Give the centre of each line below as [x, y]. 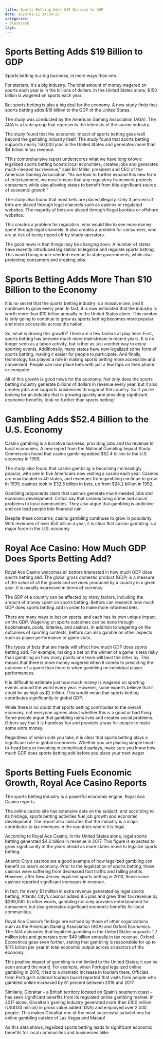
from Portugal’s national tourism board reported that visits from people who [81, 977]
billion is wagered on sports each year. [44, 95]
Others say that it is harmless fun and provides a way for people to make [78, 723]
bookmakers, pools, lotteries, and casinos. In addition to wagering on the [78, 627]
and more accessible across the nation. [45, 324]
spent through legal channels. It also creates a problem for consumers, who [81, 230]
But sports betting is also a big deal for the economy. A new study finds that [81, 105]
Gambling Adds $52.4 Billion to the [77, 420]
